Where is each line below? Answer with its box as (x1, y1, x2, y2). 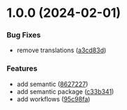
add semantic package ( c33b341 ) (16, 87, 114, 96)
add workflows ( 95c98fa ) (16, 94, 91, 103)
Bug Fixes (6, 30, 41, 40)
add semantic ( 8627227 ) (16, 80, 88, 88)
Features (6, 63, 38, 73)
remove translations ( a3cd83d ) (16, 46, 107, 54)
